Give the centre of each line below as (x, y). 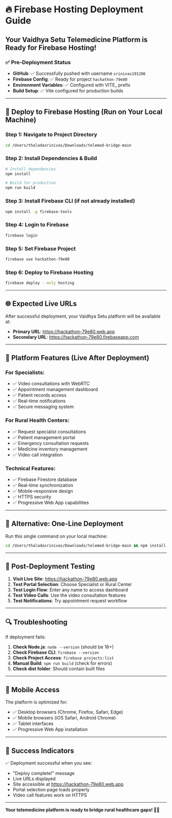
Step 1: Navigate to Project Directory (51, 134)
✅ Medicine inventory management (50, 449)
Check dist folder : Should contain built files (59, 669)
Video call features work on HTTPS (50, 795)
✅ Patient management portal (44, 437)
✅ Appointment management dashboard (55, 389)
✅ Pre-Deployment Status (38, 62)
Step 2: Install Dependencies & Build (51, 159)
